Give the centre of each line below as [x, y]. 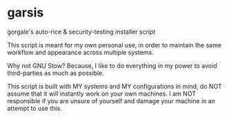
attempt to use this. [34, 108]
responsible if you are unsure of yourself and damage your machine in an [111, 100]
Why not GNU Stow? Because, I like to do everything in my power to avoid [112, 65]
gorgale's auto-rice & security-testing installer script [81, 32]
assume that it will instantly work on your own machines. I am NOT [102, 94]
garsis [26, 13]
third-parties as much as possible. [56, 73]
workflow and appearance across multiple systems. [80, 52]
